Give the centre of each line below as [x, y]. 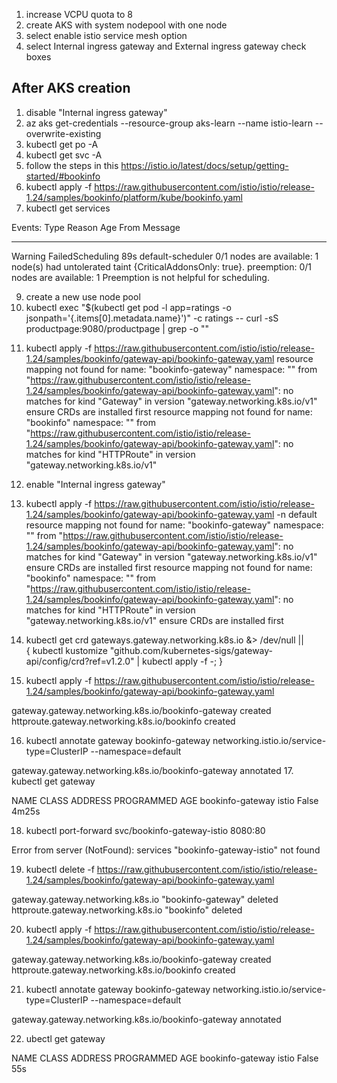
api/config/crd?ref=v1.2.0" [80, 661]
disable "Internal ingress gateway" [96, 112]
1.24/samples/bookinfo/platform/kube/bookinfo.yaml [134, 197]
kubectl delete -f [60, 869]
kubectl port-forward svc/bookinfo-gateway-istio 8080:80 [145, 830]
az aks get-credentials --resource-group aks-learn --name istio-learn [169, 123]
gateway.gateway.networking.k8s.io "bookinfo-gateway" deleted [145, 899]
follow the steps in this [72, 165]
